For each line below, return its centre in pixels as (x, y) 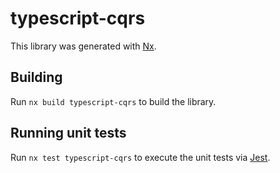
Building (36, 77)
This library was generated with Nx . (83, 46)
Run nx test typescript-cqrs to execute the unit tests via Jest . (140, 157)
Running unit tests (68, 133)
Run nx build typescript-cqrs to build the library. (113, 101)
